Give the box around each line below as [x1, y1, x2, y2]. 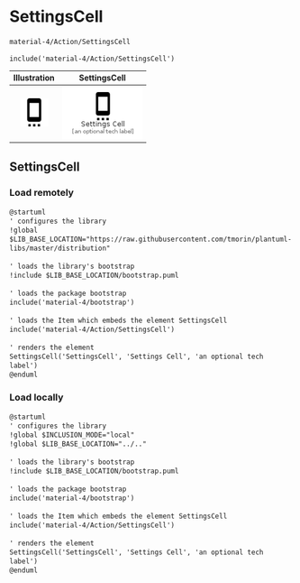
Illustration [13, 72, 56, 83]
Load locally [9, 391, 64, 403]
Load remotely [9, 186, 75, 199]
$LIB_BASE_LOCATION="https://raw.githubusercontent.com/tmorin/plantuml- [9, 235, 293, 244]
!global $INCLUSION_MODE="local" [9, 430, 135, 440]
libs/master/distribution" [9, 244, 111, 253]
